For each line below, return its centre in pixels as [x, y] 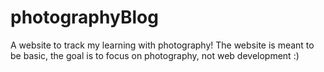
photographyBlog [84, 17]
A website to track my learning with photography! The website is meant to [162, 45]
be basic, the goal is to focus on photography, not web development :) [155, 55]
